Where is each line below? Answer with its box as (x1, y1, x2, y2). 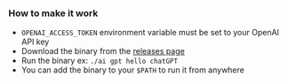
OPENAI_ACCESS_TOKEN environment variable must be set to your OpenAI (20, 27, 280, 38)
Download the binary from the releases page (20, 46, 186, 57)
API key (20, 36, 50, 47)
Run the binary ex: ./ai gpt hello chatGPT (20, 56, 179, 66)
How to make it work (8, 7, 99, 19)
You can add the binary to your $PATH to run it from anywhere (20, 65, 245, 75)
